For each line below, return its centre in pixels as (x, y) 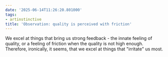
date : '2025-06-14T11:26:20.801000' (44, 10)
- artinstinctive (23, 19)
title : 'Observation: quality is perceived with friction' (69, 24)
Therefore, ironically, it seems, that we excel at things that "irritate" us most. (84, 49)
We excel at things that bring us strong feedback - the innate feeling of (79, 38)
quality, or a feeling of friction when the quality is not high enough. (74, 44)
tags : (11, 15)
